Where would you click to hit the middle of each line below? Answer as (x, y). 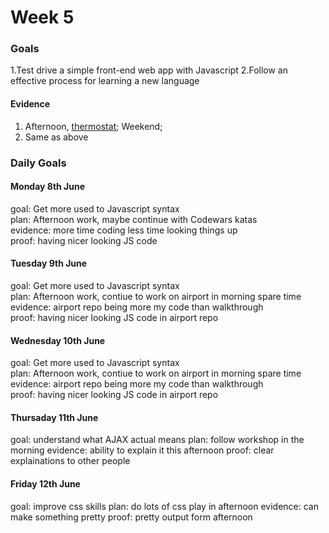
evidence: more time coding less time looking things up (124, 230)
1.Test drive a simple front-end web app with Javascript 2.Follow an (149, 70)
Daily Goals (38, 163)
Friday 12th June (45, 484)
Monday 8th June (48, 187)
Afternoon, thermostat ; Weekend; (93, 126)
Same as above (56, 137)
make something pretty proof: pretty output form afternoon (131, 517)
